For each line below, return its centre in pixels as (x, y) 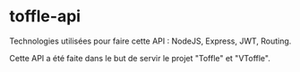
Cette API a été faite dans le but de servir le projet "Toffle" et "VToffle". (140, 58)
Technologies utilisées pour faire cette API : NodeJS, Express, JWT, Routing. (150, 41)
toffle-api (45, 16)
